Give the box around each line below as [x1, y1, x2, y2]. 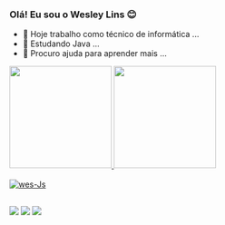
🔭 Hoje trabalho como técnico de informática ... [22, 29, 200, 40]
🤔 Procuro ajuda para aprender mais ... [22, 48, 168, 59]
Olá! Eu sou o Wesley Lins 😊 [9, 8, 137, 21]
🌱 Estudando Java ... [22, 38, 100, 49]
